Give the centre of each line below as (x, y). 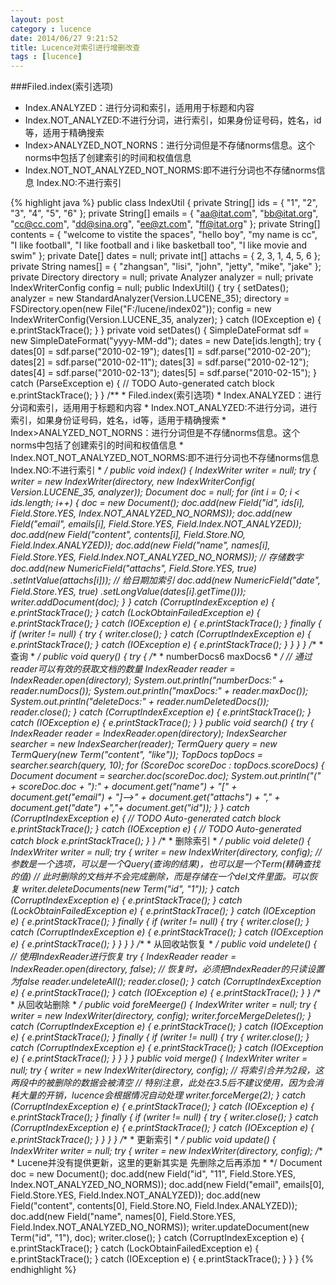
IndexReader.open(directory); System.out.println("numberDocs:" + (147, 680)
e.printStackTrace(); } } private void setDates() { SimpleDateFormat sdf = (160, 330)
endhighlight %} (43, 1270)
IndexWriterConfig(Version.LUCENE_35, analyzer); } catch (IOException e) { (166, 320)
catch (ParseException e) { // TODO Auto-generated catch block (142, 383)
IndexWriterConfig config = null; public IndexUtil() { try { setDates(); (149, 288)
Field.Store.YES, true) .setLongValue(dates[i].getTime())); (128, 592)
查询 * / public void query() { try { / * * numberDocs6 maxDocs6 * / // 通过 (161, 657)
